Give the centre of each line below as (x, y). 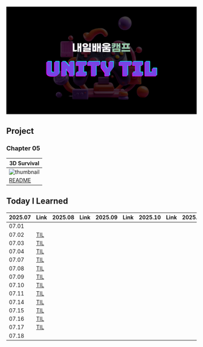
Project (20, 131)
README (20, 180)
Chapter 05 (23, 148)
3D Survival (24, 163)
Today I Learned (37, 201)
